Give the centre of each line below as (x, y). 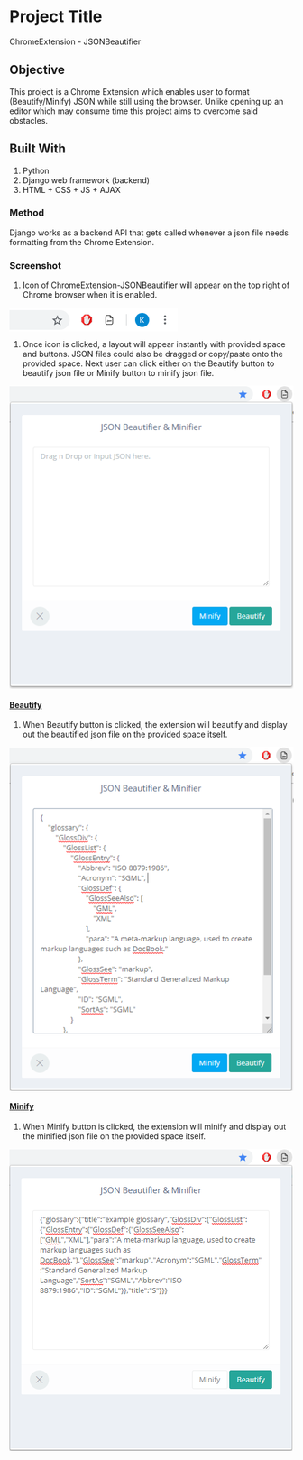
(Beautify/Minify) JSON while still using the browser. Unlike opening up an (147, 101)
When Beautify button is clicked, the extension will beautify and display (155, 725)
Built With (37, 149)
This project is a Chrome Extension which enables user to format (129, 91)
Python (36, 170)
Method (27, 213)
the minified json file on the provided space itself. (114, 1136)
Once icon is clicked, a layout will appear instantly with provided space (154, 344)
